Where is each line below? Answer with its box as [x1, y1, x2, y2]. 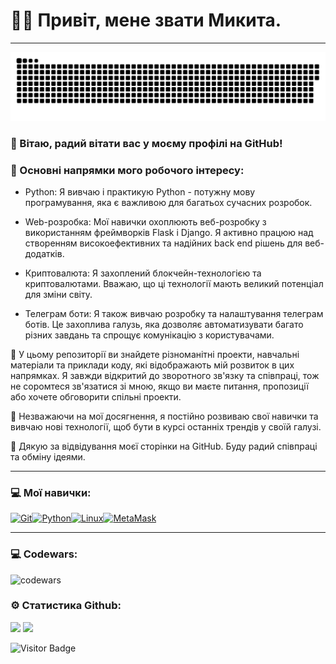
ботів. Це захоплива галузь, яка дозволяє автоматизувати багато [24, 318, 304, 330]
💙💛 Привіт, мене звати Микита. [10, 9, 282, 32]
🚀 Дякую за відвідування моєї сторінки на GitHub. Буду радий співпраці [10, 440, 318, 452]
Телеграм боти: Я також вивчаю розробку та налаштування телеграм [24, 307, 324, 319]
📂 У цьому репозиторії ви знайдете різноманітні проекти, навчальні [10, 348, 300, 360]
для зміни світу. [24, 288, 93, 300]
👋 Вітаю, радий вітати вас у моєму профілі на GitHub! [10, 136, 283, 150]
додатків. [24, 247, 65, 259]
